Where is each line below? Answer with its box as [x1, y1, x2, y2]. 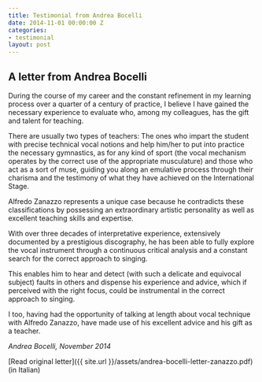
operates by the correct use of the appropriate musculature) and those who [8, 156, 253, 165]
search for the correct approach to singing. [8, 254, 148, 263]
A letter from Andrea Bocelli [8, 70, 147, 83]
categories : [8, 26, 47, 34]
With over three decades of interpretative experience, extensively [8, 228, 221, 238]
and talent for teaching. [8, 116, 84, 125]
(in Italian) [8, 365, 41, 374]
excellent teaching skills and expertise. [8, 213, 134, 223]
